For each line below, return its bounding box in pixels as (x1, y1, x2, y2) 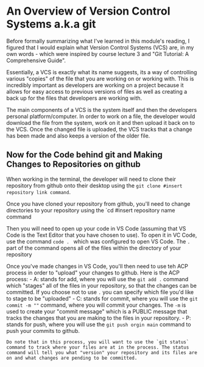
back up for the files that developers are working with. (6, 94, 142, 102)
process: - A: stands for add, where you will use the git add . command (6, 275, 189, 282)
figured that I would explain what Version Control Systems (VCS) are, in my (6, 44, 194, 51)
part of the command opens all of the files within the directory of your (6, 244, 181, 251)
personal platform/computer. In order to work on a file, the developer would (6, 113, 195, 120)
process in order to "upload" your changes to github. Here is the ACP (6, 269, 180, 276)
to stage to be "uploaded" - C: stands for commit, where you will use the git (6, 295, 198, 302)
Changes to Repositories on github (6, 159, 141, 170)
